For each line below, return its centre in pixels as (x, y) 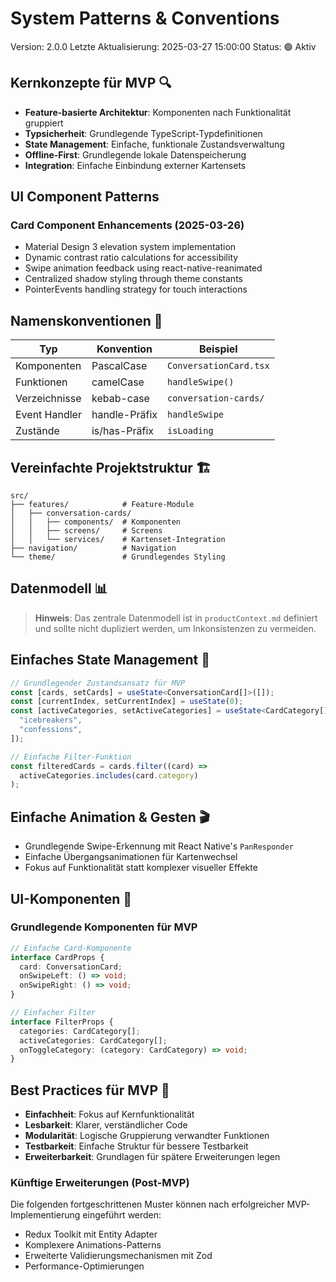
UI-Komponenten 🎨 (71, 898)
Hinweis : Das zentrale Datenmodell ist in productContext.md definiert (176, 618)
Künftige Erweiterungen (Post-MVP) (100, 1183)
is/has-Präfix (123, 431)
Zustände (37, 431)
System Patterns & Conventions (145, 18)
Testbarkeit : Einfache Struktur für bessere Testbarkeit (136, 1146)
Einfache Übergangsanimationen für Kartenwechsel (131, 857)
